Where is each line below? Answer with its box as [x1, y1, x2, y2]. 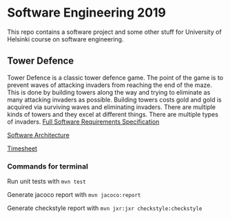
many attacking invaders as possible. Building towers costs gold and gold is [7, 95, 222, 104]
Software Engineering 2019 [7, 5, 167, 21]
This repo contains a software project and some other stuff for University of [7, 28, 222, 36]
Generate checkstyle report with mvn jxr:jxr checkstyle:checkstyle [7, 204, 202, 212]
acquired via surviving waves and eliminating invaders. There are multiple [7, 102, 216, 111]
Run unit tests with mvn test [7, 178, 86, 186]
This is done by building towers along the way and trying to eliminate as [7, 88, 211, 96]
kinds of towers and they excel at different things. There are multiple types [7, 110, 219, 118]
